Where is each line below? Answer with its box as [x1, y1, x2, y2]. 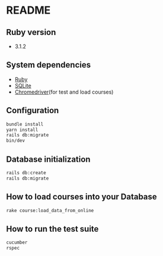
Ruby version [6, 27, 56, 37]
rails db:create [6, 169, 46, 175]
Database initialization [6, 154, 91, 164]
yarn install [6, 127, 39, 133]
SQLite [14, 82, 31, 89]
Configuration [6, 105, 59, 116]
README [6, 4, 51, 17]
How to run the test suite [6, 223, 99, 234]
